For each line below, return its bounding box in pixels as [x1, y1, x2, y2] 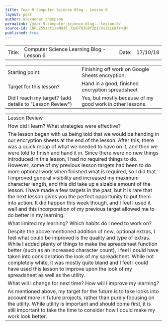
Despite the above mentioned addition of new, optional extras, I [7, 228, 155, 235]
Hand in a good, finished [82, 80, 139, 87]
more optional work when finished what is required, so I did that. [7, 168, 158, 175]
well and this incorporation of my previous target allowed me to [7, 206, 155, 212]
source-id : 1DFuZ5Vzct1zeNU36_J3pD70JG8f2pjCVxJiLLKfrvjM [5, 26, 128, 31]
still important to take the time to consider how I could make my [7, 307, 156, 314]
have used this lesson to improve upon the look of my [7, 266, 133, 272]
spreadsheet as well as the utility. [7, 272, 85, 279]
